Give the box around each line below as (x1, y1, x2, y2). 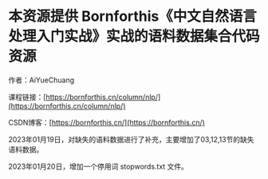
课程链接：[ (8, 92, 46, 101)
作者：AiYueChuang (8, 75, 75, 85)
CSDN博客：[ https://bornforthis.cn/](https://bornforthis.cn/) (8, 117, 206, 127)
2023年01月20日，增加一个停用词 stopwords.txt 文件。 (8, 161, 189, 171)
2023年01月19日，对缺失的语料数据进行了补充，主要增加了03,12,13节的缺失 (8, 134, 254, 144)
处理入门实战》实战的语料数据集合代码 (8, 27, 261, 46)
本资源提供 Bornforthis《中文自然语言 (8, 7, 258, 26)
